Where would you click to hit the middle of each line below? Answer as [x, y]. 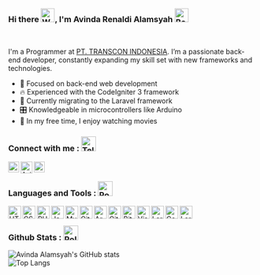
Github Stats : [35, 237]
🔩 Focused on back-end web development [88, 84]
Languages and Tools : [52, 193]
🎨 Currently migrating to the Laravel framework [96, 101]
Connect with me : [44, 148]
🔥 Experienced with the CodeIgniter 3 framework [99, 92]
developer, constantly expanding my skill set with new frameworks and [137, 60]
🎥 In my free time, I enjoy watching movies [88, 121]
